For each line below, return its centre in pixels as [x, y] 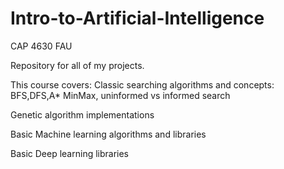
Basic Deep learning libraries [70, 153]
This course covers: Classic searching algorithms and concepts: [142, 84]
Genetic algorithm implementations [82, 114]
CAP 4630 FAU [41, 46]
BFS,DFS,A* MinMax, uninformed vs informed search [120, 95]
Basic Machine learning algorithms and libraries [108, 134]
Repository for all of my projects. [77, 65]
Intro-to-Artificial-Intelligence [137, 18]
